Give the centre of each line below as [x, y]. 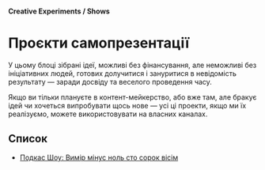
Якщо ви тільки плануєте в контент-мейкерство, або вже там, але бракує [132, 97]
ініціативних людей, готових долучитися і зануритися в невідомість [123, 73]
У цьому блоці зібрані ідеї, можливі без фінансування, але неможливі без [132, 65]
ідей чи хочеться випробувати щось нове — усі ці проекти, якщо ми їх [127, 105]
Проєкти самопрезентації [99, 43]
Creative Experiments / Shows [59, 11]
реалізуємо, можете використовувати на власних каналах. [108, 114]
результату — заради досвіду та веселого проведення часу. [110, 81]
